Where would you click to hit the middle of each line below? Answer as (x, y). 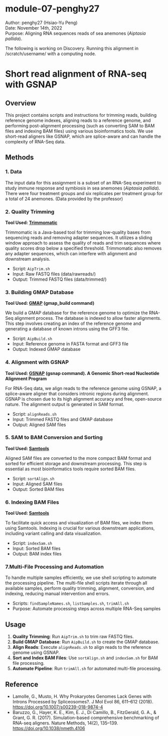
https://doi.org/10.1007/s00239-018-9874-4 (58, 707)
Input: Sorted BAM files (37, 548)
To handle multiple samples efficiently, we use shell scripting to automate (81, 578)
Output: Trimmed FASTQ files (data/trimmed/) (59, 279)
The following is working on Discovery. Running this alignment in (72, 48)
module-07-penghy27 (52, 9)
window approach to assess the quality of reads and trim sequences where (83, 243)
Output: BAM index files (37, 554)
